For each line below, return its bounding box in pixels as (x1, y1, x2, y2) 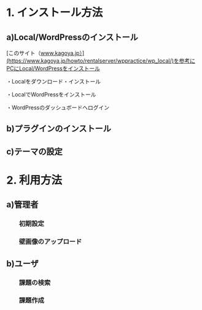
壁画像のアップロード (18, 238, 82, 246)
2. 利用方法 (6, 173, 63, 187)
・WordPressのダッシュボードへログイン (6, 104, 110, 111)
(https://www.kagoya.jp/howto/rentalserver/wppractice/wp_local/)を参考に (6, 57, 195, 64)
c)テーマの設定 (6, 146, 63, 157)
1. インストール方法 (6, 6, 103, 20)
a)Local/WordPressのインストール (6, 32, 138, 42)
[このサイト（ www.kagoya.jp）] (6, 50, 85, 56)
